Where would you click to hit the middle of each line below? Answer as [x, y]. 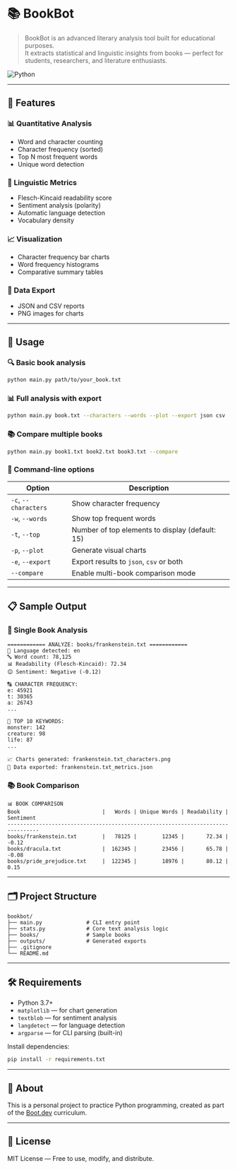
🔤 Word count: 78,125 [39, 657]
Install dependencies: [38, 1046]
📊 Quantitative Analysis [50, 124]
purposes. [39, 45]
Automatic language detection [61, 213]
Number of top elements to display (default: [144, 530]
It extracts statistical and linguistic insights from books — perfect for [124, 53]
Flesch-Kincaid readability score [65, 198]
